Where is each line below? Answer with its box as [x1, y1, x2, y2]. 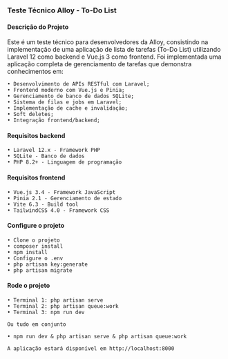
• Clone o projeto [7, 237, 60, 244]
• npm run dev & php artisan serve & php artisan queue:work [7, 333, 187, 340]
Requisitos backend [7, 131, 66, 139]
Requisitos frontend [7, 173, 66, 182]
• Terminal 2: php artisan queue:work [7, 302, 119, 309]
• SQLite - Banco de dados [7, 153, 85, 160]
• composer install [7, 242, 64, 250]
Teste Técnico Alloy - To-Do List [7, 6, 117, 15]
